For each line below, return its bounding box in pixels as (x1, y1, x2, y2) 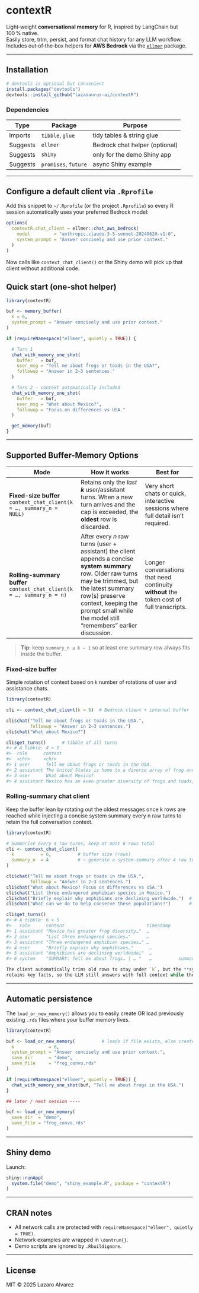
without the (145, 588, 178, 596)
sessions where (145, 504, 189, 512)
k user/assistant (81, 485, 126, 493)
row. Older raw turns (81, 569, 138, 578)
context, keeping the (81, 599, 138, 607)
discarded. (81, 522, 111, 531)
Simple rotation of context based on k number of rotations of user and (6, 679, 176, 686)
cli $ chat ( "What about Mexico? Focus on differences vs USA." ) (6, 884, 163, 890)
